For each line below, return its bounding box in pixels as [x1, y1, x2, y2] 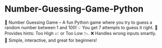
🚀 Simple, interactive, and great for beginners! [4, 37, 97, 43]
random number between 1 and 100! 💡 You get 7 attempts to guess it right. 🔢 [4, 24, 158, 30]
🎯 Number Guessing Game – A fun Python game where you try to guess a [4, 19, 152, 25]
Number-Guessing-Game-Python [4, 3, 143, 15]
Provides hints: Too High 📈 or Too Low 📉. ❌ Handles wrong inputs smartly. [4, 30, 157, 36]
